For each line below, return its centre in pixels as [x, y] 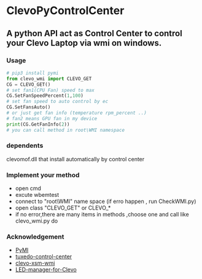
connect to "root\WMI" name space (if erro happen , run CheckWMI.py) [106, 201]
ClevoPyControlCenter [65, 11]
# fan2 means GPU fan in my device [52, 118]
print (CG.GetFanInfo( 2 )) [38, 124]
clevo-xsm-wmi [35, 263]
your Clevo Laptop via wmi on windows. [84, 43]
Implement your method [43, 175]
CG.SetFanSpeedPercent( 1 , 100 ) [45, 96]
